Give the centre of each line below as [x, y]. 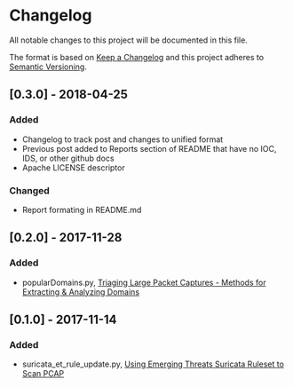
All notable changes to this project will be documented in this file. [129, 40]
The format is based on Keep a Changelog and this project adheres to [137, 57]
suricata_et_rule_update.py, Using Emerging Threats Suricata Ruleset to [153, 364]
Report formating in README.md [82, 209]
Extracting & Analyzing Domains [81, 292]
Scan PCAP [43, 374]
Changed [30, 190]
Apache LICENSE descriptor [74, 167]
